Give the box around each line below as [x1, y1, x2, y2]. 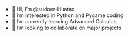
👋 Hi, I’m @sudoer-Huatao [11, 6, 75, 12]
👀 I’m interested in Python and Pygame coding [11, 12, 124, 19]
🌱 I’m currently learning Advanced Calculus [11, 18, 117, 25]
